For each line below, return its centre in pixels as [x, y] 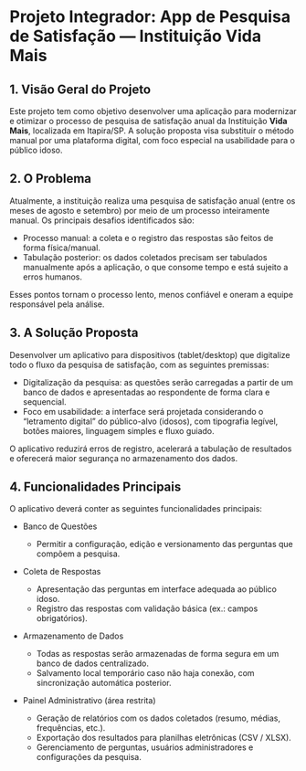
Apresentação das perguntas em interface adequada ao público [156, 589]
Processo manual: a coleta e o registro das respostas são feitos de [148, 238]
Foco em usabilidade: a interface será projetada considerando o [143, 411]
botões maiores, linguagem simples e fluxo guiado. [118, 430]
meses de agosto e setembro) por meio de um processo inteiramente [140, 210]
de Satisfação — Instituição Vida [136, 36]
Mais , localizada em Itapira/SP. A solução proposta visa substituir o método [152, 131]
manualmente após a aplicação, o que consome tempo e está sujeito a [155, 267]
